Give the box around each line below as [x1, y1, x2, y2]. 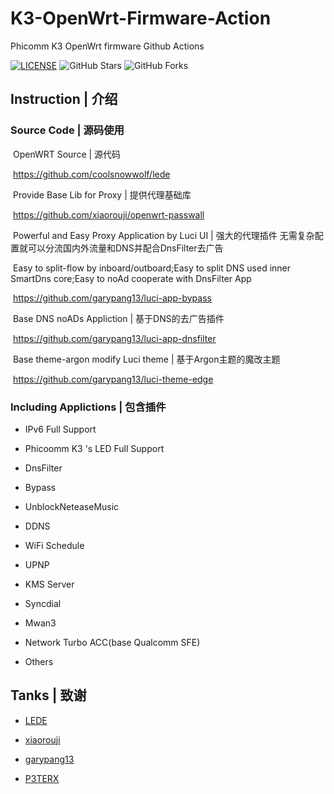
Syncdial [24, 597, 62, 609]
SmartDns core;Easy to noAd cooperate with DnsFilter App [10, 272, 252, 284]
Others [24, 655, 54, 667]
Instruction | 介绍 [10, 91, 118, 108]
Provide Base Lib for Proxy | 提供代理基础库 [12, 188, 192, 201]
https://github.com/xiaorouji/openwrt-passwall [12, 208, 205, 221]
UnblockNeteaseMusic [24, 500, 120, 512]
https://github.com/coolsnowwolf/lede [12, 168, 171, 180]
